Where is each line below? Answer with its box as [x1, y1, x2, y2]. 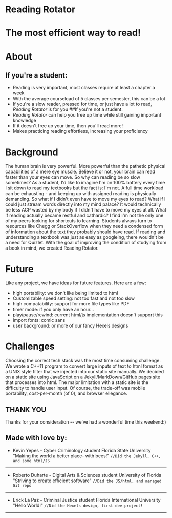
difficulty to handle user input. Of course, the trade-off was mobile [5, 385, 146, 391]
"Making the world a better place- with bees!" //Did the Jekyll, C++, [12, 453, 161, 459]
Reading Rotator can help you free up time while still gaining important [12, 112, 162, 118]
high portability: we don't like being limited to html [12, 290, 118, 296]
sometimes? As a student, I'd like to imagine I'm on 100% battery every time [5, 180, 165, 186]
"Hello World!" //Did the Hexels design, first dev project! [12, 502, 143, 508]
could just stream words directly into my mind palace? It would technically [5, 201, 161, 207]
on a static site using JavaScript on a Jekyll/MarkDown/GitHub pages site [5, 374, 160, 380]
